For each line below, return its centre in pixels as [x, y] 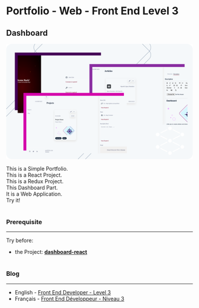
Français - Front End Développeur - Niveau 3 [69, 298]
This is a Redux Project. [35, 181]
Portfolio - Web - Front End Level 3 [92, 11]
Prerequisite [24, 222]
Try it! [13, 200]
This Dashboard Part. [32, 188]
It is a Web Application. [34, 194]
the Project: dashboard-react [51, 252]
